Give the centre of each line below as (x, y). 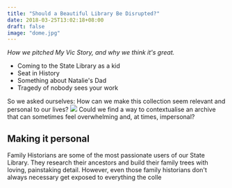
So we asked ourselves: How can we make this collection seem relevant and (116, 102)
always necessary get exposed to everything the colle (84, 178)
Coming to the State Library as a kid (68, 66)
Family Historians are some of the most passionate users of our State (106, 156)
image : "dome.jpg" (34, 33)
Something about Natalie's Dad (61, 81)
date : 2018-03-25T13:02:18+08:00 (56, 20)
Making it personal (49, 139)
